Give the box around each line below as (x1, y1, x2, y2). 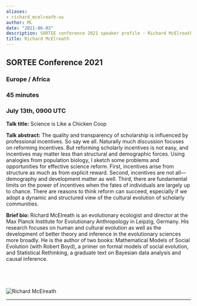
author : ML (6, 19, 33, 25)
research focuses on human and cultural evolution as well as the (6, 224, 162, 231)
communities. (6, 200, 39, 207)
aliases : (6, 8, 28, 15)
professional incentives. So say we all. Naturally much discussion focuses (6, 137, 184, 144)
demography (6, 175, 37, 182)
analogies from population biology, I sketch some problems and (6, 156, 159, 163)
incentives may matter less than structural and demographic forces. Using (6, 150, 185, 157)
